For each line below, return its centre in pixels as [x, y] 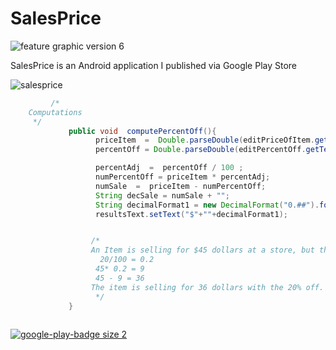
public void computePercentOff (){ [142, 131]
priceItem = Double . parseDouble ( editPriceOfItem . [205, 140]
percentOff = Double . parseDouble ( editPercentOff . [201, 150]
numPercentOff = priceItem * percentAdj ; [183, 177]
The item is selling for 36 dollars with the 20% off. [207, 287]
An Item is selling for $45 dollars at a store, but [202, 250]
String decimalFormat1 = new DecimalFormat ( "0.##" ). [207, 205]
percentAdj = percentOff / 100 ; [169, 168]
